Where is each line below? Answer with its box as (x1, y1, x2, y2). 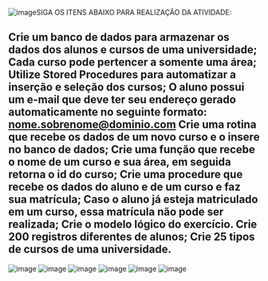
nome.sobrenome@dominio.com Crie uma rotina (8, 118, 257, 132)
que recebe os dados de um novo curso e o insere (8, 130, 260, 144)
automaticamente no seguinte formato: (8, 105, 207, 119)
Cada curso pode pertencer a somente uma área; (8, 56, 257, 69)
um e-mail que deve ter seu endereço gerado (8, 93, 237, 107)
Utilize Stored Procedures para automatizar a (8, 68, 237, 81)
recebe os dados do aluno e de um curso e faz (8, 180, 241, 194)
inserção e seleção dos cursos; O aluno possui (8, 81, 245, 94)
